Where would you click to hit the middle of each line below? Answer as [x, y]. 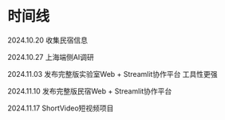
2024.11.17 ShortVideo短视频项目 [61, 108]
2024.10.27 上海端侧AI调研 [51, 57]
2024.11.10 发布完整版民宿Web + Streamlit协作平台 [90, 91]
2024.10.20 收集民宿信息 [48, 40]
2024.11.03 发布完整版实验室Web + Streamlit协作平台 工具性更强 [112, 74]
